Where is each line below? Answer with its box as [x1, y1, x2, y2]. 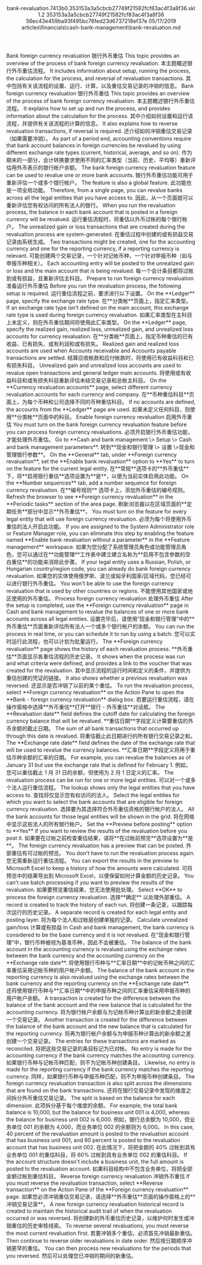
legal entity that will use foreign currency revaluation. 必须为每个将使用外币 [6, 515, 192, 523]
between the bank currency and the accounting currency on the [6, 952, 165, 959]
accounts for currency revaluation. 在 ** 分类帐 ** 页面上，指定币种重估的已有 [6, 333, 194, 340]
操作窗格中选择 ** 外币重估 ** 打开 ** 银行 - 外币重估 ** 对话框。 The [6, 703, 165, 711]
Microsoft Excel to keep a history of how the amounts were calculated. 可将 [6, 865, 193, 871]
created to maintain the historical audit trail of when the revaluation [6, 1207, 173, 1214]
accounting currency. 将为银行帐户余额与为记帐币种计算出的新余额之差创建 [6, 1008, 192, 1015]
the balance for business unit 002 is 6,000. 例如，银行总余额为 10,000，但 [6, 1116, 190, 1123]
